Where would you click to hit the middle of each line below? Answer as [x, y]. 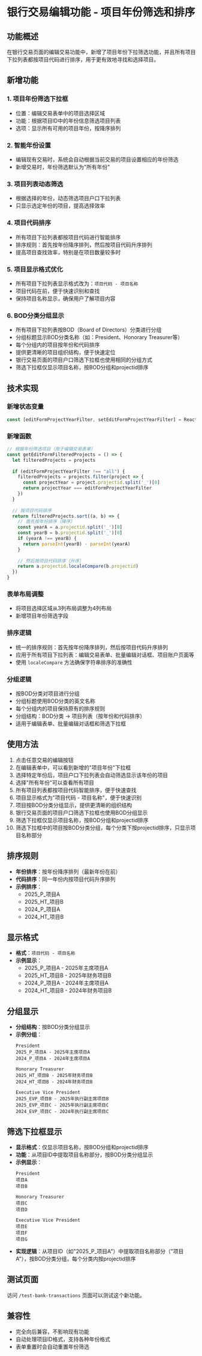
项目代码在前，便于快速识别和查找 [58, 291]
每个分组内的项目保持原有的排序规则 [60, 708]
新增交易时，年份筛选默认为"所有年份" [63, 167]
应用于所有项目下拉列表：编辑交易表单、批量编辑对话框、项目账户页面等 [105, 655]
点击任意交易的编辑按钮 [44, 760]
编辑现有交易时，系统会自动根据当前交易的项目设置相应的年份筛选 [97, 159]
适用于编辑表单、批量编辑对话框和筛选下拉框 [71, 723]
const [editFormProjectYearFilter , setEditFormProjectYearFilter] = [94, 419]
